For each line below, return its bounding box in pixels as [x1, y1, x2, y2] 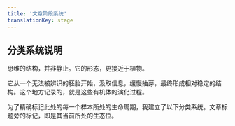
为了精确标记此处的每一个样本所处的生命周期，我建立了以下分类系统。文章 [7, 103, 222, 111]
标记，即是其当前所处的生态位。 [25, 111, 117, 120]
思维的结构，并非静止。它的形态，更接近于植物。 [7, 64, 148, 73]
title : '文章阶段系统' [7, 10, 67, 17]
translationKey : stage [7, 17, 73, 24]
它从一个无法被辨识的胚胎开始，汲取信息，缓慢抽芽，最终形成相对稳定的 [7, 79, 215, 87]
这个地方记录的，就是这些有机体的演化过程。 [19, 88, 148, 97]
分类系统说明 [7, 44, 63, 56]
